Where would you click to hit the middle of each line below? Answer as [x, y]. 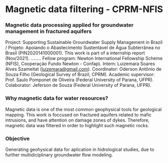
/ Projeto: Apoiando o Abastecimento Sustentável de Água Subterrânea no [83, 48]
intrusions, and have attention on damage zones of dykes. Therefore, [77, 120]
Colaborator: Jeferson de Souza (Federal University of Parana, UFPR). [78, 85]
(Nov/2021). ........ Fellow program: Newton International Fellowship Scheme [84, 59]
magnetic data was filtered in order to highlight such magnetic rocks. [77, 125]
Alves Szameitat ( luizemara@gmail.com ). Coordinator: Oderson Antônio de [83, 69]
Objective [18, 138]
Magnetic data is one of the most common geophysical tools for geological [83, 109]
